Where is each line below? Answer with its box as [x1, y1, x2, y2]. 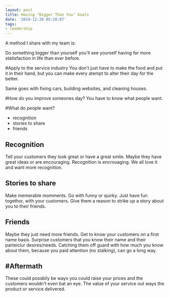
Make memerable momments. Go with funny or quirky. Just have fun [5, 192, 148, 199]
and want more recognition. [5, 164, 63, 170]
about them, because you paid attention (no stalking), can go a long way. [5, 247, 157, 253]
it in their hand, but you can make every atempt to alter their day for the [5, 70, 154, 76]
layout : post [5, 7, 33, 13]
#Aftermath [5, 262, 43, 270]
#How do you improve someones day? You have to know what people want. [5, 95, 163, 102]
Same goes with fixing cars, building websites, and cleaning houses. [5, 85, 147, 91]
